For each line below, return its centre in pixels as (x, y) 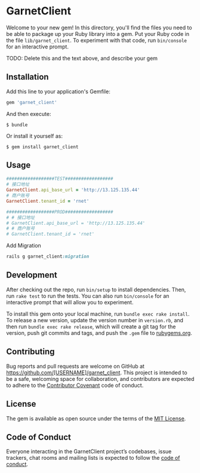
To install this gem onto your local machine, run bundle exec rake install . (98, 314)
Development (32, 275)
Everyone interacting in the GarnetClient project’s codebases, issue (89, 451)
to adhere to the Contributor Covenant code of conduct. (75, 385)
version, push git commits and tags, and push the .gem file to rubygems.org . (99, 332)
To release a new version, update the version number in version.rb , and (95, 320)
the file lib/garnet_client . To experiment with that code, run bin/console (96, 40)
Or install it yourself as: (34, 136)
